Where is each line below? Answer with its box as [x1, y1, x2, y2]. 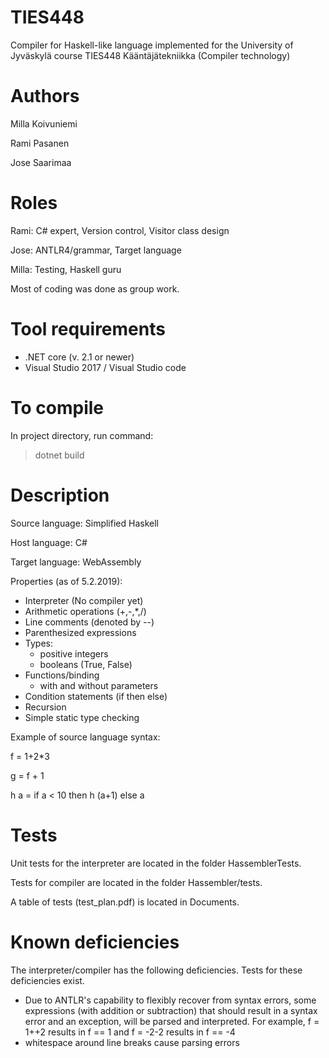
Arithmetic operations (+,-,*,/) [24, 605, 147, 617]
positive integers [39, 647, 109, 660]
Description [10, 484, 110, 506]
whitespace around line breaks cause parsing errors [24, 1036, 240, 1048]
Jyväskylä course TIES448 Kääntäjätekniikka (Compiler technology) [10, 49, 291, 61]
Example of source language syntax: [10, 731, 161, 743]
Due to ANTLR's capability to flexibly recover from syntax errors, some [24, 994, 317, 1006]
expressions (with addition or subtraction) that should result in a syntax [24, 1004, 318, 1016]
